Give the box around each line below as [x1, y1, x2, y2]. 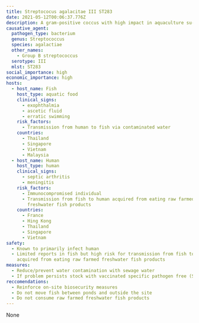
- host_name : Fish [11, 86, 57, 92]
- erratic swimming [21, 113, 70, 119]
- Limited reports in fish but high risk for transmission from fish [11, 251, 187, 257]
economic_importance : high [6, 75, 73, 81]
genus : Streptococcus [11, 36, 65, 42]
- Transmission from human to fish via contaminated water [21, 124, 171, 130]
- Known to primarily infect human [11, 245, 99, 252]
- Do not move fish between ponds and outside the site [11, 290, 152, 296]
